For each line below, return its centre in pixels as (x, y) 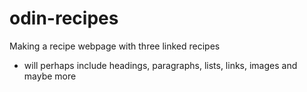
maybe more (50, 76)
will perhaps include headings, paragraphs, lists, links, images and (160, 65)
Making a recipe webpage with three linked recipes (115, 46)
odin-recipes (64, 18)
